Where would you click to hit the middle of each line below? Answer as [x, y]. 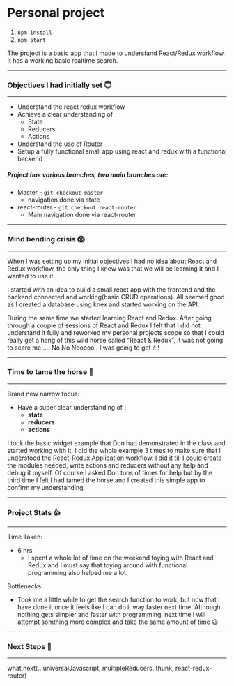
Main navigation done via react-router [82, 215]
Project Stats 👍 [34, 512]
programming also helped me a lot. [78, 573]
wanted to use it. [31, 276]
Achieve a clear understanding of [65, 114]
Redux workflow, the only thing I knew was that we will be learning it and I [113, 268]
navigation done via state [64, 200]
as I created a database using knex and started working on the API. [103, 304]
